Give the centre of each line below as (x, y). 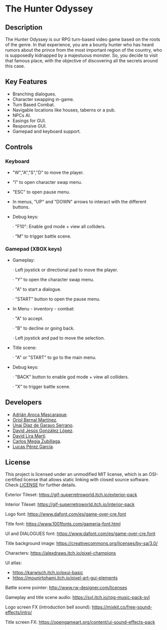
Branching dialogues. (34, 94)
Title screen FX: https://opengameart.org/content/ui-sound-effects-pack (80, 622)
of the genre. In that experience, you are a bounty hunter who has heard (79, 45)
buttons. (21, 207)
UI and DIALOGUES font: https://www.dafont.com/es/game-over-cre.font (80, 534)
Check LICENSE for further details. (41, 485)
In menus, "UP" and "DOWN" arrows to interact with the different (79, 201)
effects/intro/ (19, 612)
